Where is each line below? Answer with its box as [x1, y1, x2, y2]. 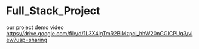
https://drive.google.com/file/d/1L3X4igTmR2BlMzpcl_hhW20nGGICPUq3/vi [6, 30, 193, 37]
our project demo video [6, 24, 64, 31]
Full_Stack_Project [6, 4, 100, 18]
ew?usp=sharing [6, 36, 48, 43]
